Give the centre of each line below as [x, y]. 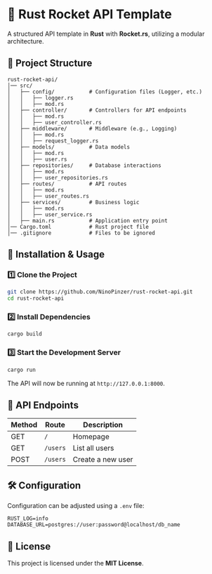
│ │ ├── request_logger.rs [53, 141]
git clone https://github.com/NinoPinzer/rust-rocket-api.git [100, 292]
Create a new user [103, 460]
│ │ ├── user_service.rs [50, 214]
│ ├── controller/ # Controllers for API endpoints [97, 110]
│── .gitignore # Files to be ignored [81, 233]
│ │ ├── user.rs [38, 159]
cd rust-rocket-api [36, 299]
